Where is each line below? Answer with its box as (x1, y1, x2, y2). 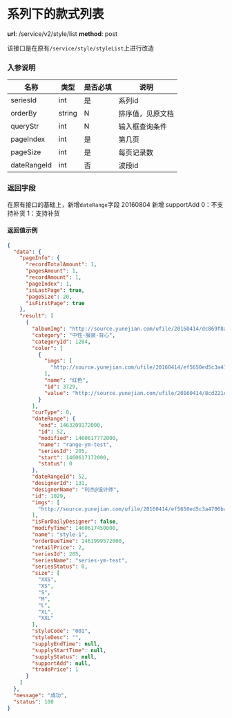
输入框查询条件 (118, 122, 168, 131)
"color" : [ (32, 344, 64, 351)
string (58, 109, 78, 118)
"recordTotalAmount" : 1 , (25, 261, 97, 268)
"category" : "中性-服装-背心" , (32, 331, 116, 339)
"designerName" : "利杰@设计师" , (32, 486, 119, 493)
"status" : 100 (13, 698, 54, 706)
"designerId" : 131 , (32, 480, 88, 487)
